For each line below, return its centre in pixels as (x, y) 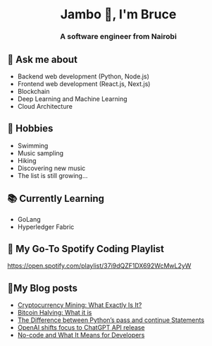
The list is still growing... (52, 175)
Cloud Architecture (45, 106)
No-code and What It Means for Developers (81, 335)
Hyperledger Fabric (46, 227)
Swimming (33, 145)
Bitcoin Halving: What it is (55, 313)
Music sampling (40, 153)
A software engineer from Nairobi (118, 37)
